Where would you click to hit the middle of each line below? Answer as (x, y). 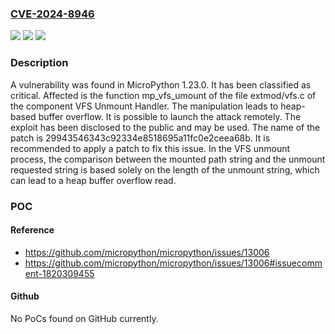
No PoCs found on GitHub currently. (84, 318)
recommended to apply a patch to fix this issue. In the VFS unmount (150, 148)
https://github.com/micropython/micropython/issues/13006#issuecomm (173, 263)
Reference (32, 230)
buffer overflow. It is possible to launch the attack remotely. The (170, 116)
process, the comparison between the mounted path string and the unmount (168, 159)
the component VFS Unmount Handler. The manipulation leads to (144, 106)
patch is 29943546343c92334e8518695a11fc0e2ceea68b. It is (140, 138)
